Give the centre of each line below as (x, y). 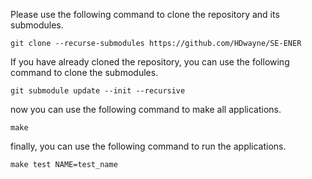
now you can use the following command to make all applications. (146, 109)
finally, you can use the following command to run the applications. (148, 146)
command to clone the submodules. (84, 72)
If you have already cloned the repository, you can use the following (150, 62)
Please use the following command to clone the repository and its (145, 14)
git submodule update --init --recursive (98, 91)
